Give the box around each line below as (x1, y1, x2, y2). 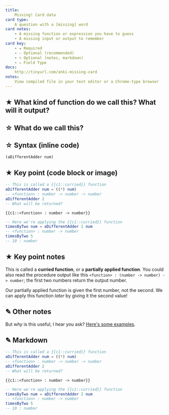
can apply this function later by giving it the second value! (5, 292, 128, 299)
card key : (5, 41, 27, 46)
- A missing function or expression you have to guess (14, 31, 134, 36)
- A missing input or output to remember (14, 36, 104, 42)
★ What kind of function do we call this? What (5, 98, 156, 107)
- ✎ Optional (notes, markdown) (14, 55, 83, 61)
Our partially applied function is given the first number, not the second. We (5, 287, 163, 293)
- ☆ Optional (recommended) (14, 50, 74, 55)
